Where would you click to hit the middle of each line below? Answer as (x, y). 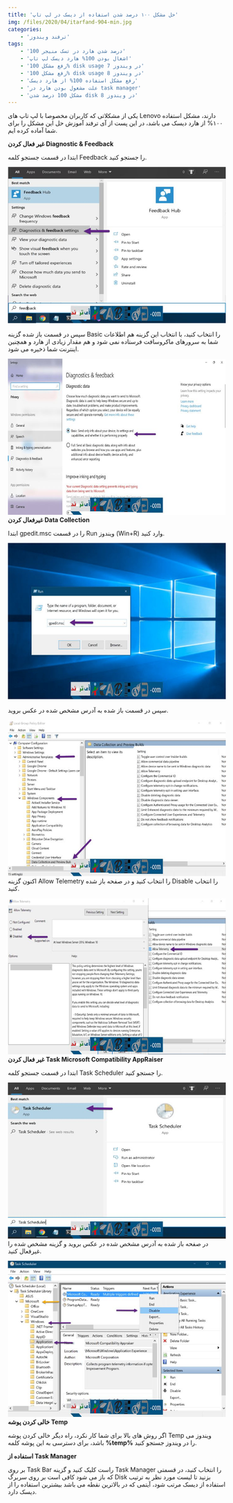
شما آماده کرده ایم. (33, 130)
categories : (25, 29)
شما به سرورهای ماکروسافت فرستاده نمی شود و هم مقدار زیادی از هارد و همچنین (113, 342)
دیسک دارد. (22, 1492)
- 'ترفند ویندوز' (45, 37)
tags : (16, 44)
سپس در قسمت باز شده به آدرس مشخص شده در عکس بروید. (88, 711)
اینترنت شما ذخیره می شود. (44, 349)
